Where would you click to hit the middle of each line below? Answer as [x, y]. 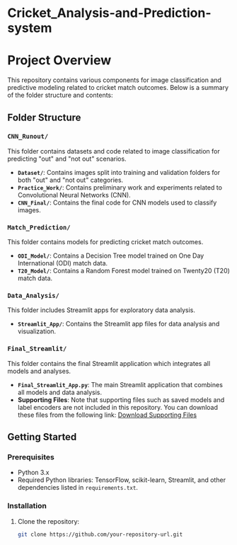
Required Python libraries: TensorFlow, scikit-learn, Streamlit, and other [122, 480]
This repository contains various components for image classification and [114, 80]
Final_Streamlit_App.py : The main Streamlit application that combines [120, 384]
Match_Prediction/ [39, 227]
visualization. [37, 331]
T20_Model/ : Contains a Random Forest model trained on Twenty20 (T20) [123, 271]
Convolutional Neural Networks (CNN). [74, 195]
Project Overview [59, 61]
